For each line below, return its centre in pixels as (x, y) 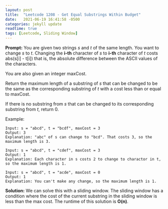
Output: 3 (16, 133)
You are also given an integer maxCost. (46, 73)
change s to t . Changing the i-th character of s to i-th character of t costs (81, 53)
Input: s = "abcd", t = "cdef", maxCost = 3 (53, 150)
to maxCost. (18, 94)
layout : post (19, 10)
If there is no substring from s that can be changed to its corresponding (79, 104)
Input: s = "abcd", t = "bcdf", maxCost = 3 (53, 128)
